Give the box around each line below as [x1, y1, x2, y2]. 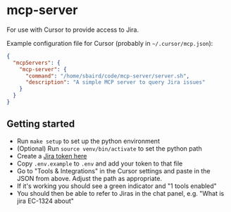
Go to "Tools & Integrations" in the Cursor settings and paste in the [16, 166, 211, 175]
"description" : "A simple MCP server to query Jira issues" [25, 79, 206, 86]
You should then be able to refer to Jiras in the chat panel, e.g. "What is [16, 189, 225, 197]
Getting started [6, 118, 75, 130]
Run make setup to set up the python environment [16, 137, 160, 145]
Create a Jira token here [16, 151, 87, 160]
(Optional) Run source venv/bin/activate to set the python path [16, 144, 202, 153]
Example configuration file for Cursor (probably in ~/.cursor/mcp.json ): [6, 39, 213, 47]
